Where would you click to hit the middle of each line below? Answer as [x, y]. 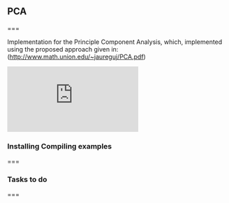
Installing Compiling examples [60, 146]
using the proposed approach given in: [63, 49]
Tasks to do [27, 179]
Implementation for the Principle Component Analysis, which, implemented [115, 42]
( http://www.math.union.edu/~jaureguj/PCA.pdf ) [77, 57]
